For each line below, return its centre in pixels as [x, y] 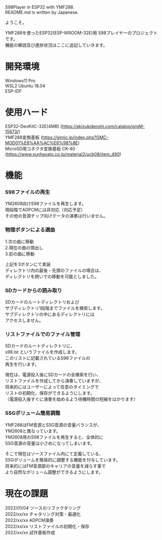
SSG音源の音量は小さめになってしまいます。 [50, 443]
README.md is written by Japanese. [42, 12]
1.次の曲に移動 [20, 241]
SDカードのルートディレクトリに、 [40, 346]
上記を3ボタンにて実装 [28, 264]
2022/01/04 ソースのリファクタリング [43, 508]
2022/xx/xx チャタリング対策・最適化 [43, 514]
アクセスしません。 [24, 320]
